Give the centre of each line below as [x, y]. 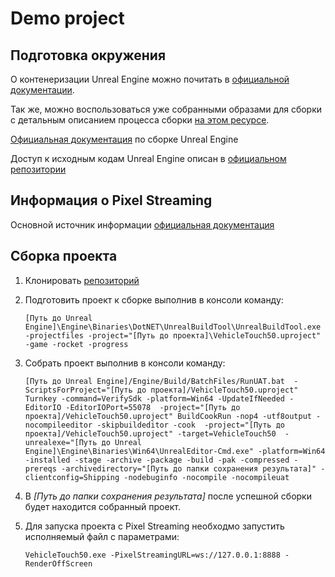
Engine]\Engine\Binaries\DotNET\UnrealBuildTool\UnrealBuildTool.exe [173, 327]
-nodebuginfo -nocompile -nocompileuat [206, 477]
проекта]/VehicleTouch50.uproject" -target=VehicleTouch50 [150, 433]
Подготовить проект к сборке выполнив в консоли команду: [154, 299]
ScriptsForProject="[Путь [78, 390]
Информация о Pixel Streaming [111, 200]
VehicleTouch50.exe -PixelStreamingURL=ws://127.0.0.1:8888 [152, 555]
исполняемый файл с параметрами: [102, 536]
